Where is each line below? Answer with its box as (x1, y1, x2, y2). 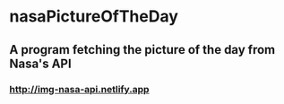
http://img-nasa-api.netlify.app (9, 82, 150, 95)
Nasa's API (9, 56, 72, 71)
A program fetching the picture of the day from (9, 42, 276, 57)
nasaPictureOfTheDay (9, 6, 179, 27)
